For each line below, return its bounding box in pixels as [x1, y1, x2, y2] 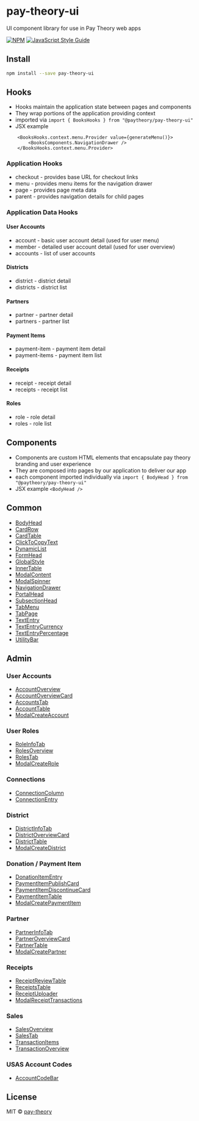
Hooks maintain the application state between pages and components [15, 103, 192, 111]
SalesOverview [15, 1026, 54, 1033]
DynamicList [15, 545, 47, 552]
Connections [6, 775, 46, 784]
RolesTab [15, 753, 38, 761]
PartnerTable [15, 941, 48, 949]
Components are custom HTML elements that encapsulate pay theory [15, 454, 191, 461]
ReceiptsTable [15, 983, 51, 990]
